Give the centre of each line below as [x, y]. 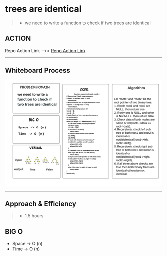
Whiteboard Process [38, 71]
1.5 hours [34, 216]
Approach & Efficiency [41, 204]
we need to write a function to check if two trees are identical [87, 23]
